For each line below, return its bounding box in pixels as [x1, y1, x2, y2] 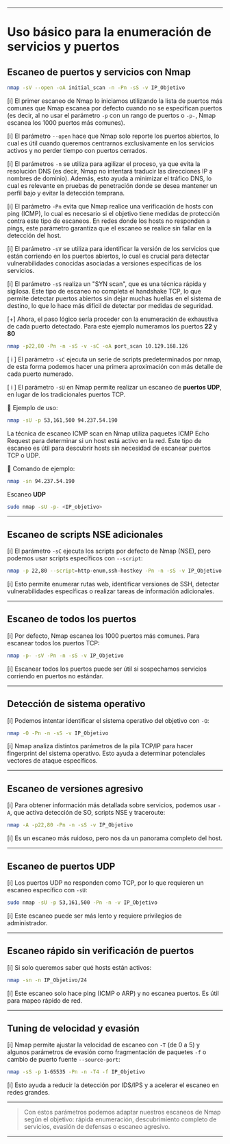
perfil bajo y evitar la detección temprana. [7, 189, 125, 197]
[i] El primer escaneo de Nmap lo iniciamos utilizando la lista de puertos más [7, 97, 222, 105]
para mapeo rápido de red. [7, 996, 83, 1005]
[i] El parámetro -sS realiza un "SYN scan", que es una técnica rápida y [7, 279, 207, 288]
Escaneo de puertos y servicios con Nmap [7, 66, 191, 78]
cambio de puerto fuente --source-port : [7, 1056, 121, 1064]
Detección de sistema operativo [7, 698, 146, 710]
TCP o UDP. [7, 451, 41, 460]
